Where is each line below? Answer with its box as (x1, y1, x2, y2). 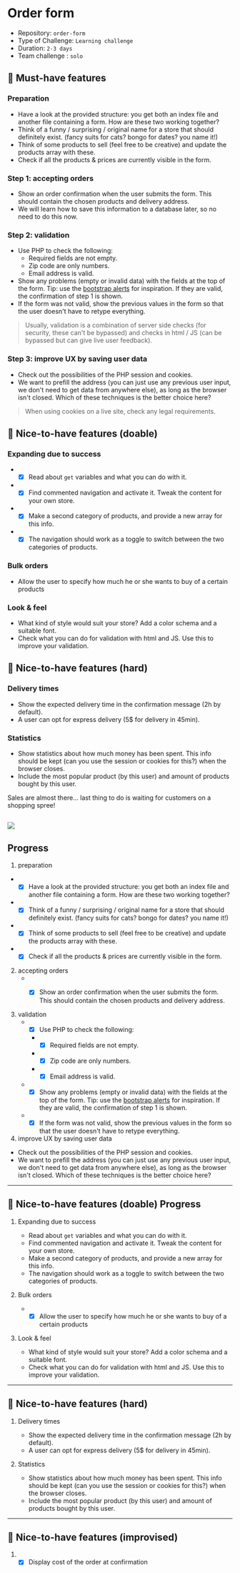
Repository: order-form (17, 29, 86, 37)
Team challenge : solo (17, 51, 84, 60)
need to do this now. (17, 212, 79, 221)
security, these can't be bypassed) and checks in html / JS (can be (24, 329, 222, 337)
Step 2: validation (7, 230, 70, 240)
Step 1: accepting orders (7, 173, 94, 183)
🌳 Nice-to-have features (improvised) (7, 1532, 179, 1543)
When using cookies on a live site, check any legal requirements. (24, 407, 216, 415)
